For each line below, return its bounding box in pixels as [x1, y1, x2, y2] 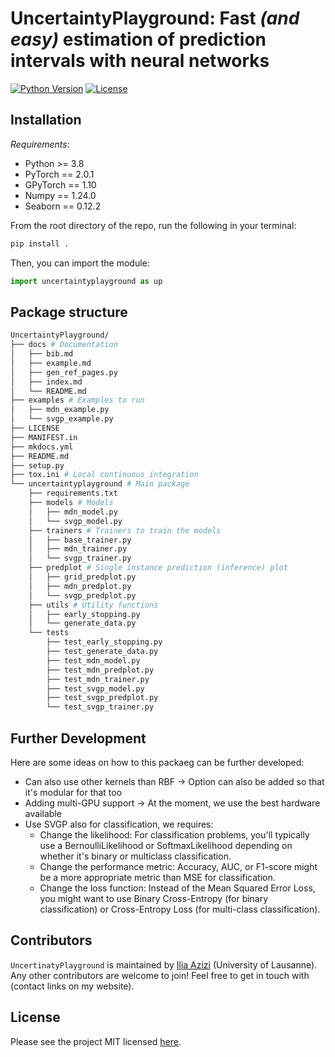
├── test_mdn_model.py [46, 655, 141, 666]
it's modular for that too [24, 787, 123, 798]
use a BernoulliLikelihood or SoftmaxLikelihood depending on [39, 840, 293, 851]
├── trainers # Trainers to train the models [28, 525, 222, 536]
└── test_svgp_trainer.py [46, 702, 155, 712]
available [24, 808, 62, 819]
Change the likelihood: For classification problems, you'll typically [39, 829, 310, 841]
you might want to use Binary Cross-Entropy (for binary [39, 893, 269, 904]
